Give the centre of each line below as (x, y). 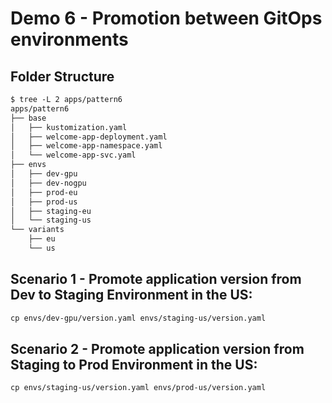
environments (69, 39)
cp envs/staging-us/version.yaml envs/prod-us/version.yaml (138, 388)
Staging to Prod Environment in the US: (134, 364)
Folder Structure (62, 76)
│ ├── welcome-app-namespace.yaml (86, 146)
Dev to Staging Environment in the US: (131, 295)
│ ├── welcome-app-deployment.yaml (89, 137)
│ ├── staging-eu (51, 211)
